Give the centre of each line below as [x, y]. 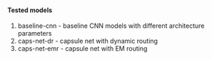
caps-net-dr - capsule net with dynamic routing [88, 41]
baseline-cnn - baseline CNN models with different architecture [111, 26]
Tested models [30, 10]
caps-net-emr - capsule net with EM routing [82, 49]
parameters [35, 34]
